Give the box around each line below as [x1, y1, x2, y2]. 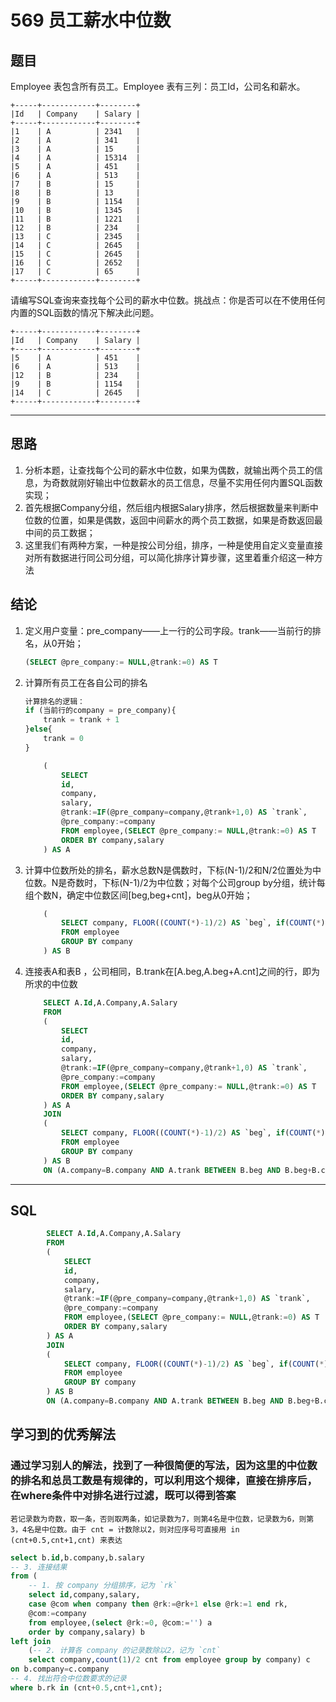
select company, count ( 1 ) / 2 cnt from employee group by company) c [28, 1655, 311, 1665]
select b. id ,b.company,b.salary [10, 1552, 145, 1563]
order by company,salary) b [28, 1627, 145, 1637]
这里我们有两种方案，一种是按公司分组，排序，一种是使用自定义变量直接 [24, 539, 323, 551]
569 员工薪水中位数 [10, 9, 172, 32]
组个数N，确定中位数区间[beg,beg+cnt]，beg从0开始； [24, 889, 253, 901]
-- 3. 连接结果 [10, 1562, 68, 1572]
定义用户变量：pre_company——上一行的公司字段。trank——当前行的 [24, 624, 313, 636]
